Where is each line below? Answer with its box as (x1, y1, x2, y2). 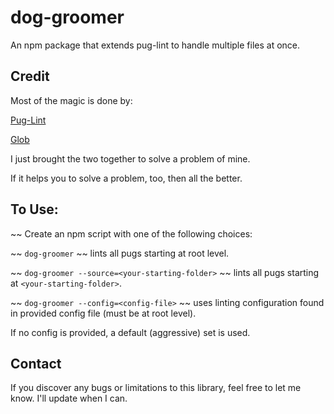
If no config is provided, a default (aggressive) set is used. (10, 326, 251, 338)
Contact (10, 355, 62, 372)
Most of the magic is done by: (10, 94, 133, 106)
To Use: (10, 201, 59, 218)
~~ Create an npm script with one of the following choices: (10, 227, 253, 240)
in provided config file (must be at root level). (10, 307, 197, 319)
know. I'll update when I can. (10, 392, 128, 405)
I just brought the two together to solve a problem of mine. (10, 152, 251, 165)
